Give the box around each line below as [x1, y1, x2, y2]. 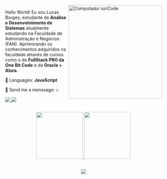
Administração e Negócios [5, 36, 60, 41]
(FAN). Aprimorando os [5, 41, 53, 47]
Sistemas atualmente [5, 25, 49, 31]
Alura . [5, 67, 18, 73]
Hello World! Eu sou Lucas [5, 9, 59, 15]
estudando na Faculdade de [5, 30, 63, 36]
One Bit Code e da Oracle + [5, 62, 62, 68]
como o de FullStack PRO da [5, 57, 65, 63]
